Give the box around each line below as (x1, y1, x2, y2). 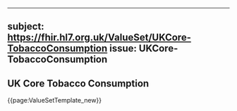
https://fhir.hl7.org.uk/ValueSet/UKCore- (7, 32, 192, 44)
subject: (7, 20, 44, 32)
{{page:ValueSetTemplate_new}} (7, 96, 102, 105)
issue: (109, 43, 138, 55)
